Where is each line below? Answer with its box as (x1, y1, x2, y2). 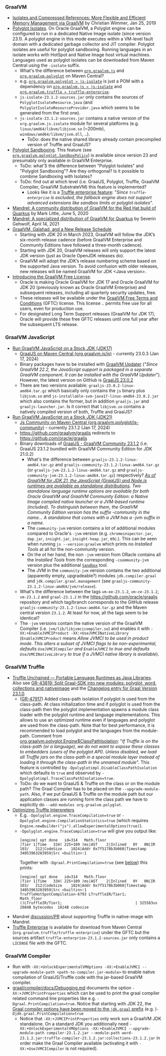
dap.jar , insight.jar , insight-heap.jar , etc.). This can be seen (27, 535, 157, 541)
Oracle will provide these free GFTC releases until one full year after (19, 316, 159, 322)
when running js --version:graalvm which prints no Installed (27, 541, 153, 547)
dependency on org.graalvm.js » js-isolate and (19, 84, 122, 90)
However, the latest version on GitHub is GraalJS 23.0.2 (19, 377, 133, 383)
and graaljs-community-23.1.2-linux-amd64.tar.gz (55, 461, 160, 467)
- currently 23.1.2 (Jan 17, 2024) (45, 424, 111, 430)
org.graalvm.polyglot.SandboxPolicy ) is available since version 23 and (12, 152, 158, 158)
